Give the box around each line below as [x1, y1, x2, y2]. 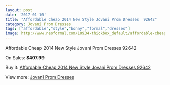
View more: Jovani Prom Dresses [5, 74, 74, 80]
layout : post [5, 7, 33, 13]
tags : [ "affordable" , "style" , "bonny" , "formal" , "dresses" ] [5, 26, 130, 31]
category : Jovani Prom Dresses [5, 21, 71, 27]
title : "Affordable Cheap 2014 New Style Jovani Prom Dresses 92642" [5, 17, 157, 22]
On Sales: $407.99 [5, 55, 45, 61]
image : [5, 31, 19, 36]
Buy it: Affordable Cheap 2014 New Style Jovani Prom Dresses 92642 [5, 64, 151, 70]
